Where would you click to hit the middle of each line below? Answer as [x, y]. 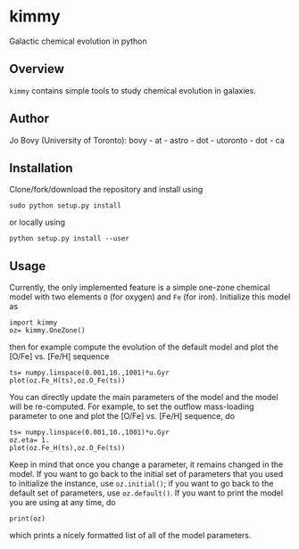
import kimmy [33, 323]
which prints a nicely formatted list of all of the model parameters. [130, 536]
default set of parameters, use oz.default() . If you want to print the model [146, 493]
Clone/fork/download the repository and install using [106, 190]
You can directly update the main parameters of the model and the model [144, 397]
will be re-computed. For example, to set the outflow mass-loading [132, 406]
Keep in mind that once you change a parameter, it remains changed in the [146, 464]
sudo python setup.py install [66, 206]
